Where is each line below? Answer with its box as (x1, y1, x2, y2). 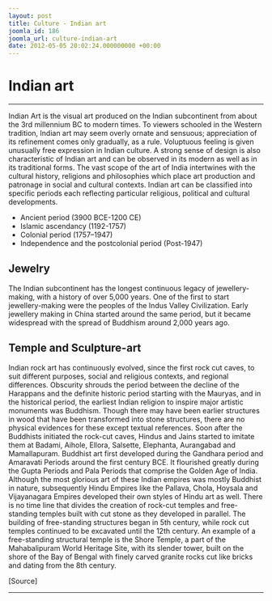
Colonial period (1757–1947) (19, 230, 113, 239)
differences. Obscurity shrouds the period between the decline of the (8, 379, 240, 389)
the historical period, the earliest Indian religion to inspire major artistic (8, 397, 244, 407)
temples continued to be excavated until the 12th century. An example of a (8, 526, 257, 535)
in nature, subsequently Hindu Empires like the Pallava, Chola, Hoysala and (8, 483, 258, 493)
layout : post (8, 11, 53, 20)
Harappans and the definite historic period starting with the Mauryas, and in (8, 388, 261, 398)
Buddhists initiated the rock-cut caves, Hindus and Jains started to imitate (8, 431, 255, 441)
